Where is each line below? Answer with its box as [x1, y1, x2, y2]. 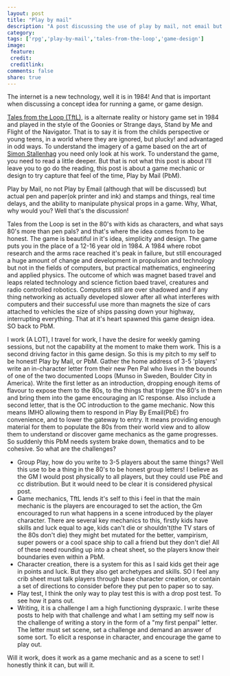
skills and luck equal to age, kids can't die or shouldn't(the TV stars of [16, 524, 215, 532]
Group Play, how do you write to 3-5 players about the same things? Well [16, 458, 224, 467]
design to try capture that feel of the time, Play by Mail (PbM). [7, 172, 182, 180]
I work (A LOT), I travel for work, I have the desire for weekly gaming [7, 336, 200, 344]
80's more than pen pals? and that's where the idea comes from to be [7, 227, 205, 235]
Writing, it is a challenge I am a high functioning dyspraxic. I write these [16, 604, 220, 612]
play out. [16, 640, 43, 649]
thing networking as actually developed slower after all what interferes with [7, 293, 220, 301]
